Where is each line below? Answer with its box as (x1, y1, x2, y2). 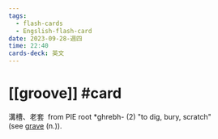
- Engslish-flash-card (15, 27, 92, 35)
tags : (8, 11, 27, 20)
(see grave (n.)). (8, 120, 62, 130)
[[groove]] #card (8, 84, 122, 103)
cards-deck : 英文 (8, 49, 65, 57)
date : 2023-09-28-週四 (8, 34, 83, 43)
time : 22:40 (8, 42, 49, 50)
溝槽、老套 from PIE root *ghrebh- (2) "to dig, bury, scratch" (8, 112, 212, 121)
